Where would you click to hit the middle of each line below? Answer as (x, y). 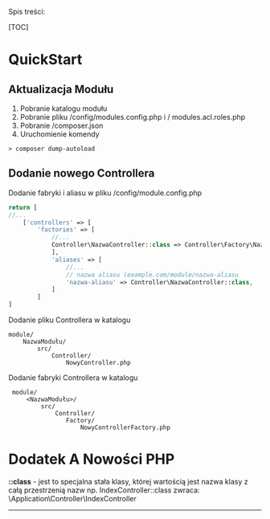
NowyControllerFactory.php (125, 428)
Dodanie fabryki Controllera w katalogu (73, 378)
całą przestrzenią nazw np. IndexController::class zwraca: (104, 490)
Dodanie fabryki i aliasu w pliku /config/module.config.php (105, 193)
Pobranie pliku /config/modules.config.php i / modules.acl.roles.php (133, 117)
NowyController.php (98, 363)
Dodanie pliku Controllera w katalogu (70, 320)
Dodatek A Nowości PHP (92, 459)
